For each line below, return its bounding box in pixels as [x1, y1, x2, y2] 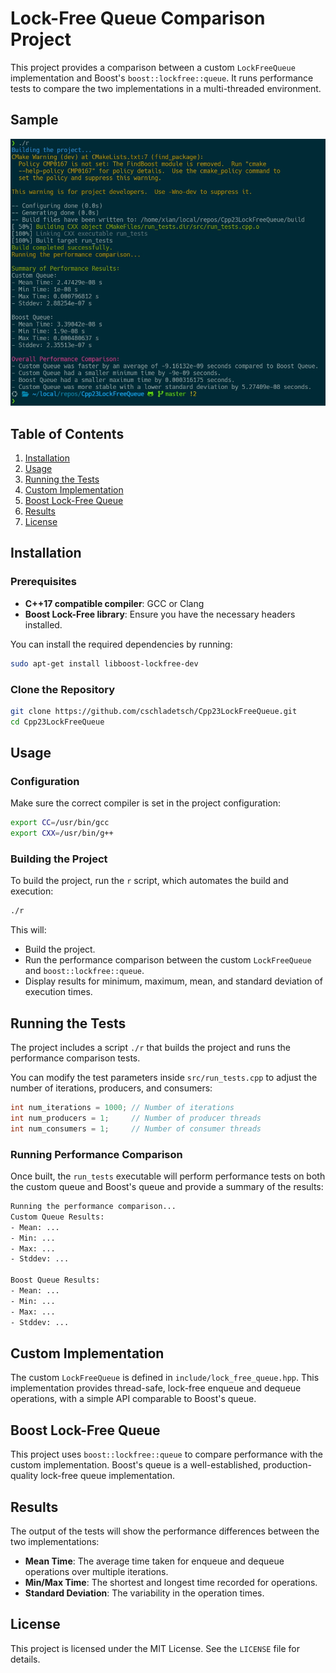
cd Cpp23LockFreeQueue [10, 717, 105, 727]
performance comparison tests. [10, 1052, 141, 1064]
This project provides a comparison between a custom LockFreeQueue [10, 61, 296, 73]
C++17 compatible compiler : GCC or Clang [24, 597, 205, 609]
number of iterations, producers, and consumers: [10, 1082, 213, 1094]
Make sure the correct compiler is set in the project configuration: [10, 797, 282, 809]
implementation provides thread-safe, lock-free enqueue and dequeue [10, 1382, 302, 1394]
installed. [24, 618, 63, 631]
